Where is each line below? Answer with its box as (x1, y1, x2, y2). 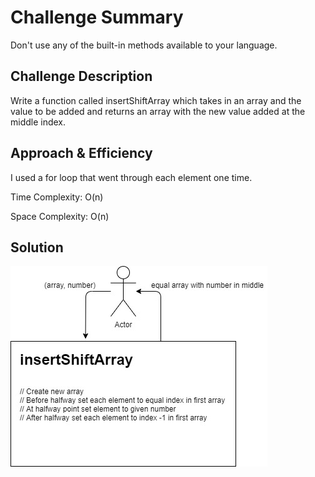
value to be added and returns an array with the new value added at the (10, 105, 306, 117)
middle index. (10, 116, 67, 128)
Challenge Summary (10, 6, 184, 29)
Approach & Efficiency (10, 145, 153, 162)
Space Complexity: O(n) (10, 210, 110, 222)
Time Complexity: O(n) (10, 191, 104, 203)
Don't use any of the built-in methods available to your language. (10, 39, 278, 51)
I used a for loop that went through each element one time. (10, 171, 253, 183)
